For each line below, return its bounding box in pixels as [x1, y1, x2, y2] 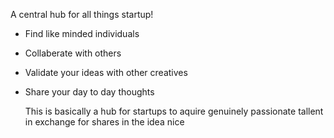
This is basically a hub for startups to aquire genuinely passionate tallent [24, 105, 324, 117]
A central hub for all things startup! [10, 9, 154, 20]
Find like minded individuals [24, 28, 140, 39]
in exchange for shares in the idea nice [24, 116, 185, 128]
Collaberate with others [24, 47, 122, 59]
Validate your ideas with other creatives [24, 67, 188, 78]
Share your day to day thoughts [24, 86, 155, 98]
